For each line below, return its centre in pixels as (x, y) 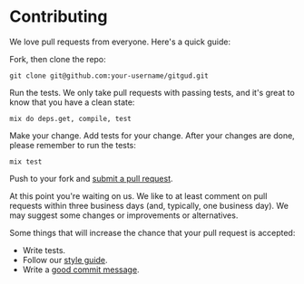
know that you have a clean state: (72, 102)
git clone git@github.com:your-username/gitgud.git (109, 76)
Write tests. (44, 250)
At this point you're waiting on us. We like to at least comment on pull (138, 195)
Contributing (59, 17)
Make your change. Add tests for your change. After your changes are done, (152, 135)
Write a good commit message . (81, 270)
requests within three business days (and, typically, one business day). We (149, 205)
